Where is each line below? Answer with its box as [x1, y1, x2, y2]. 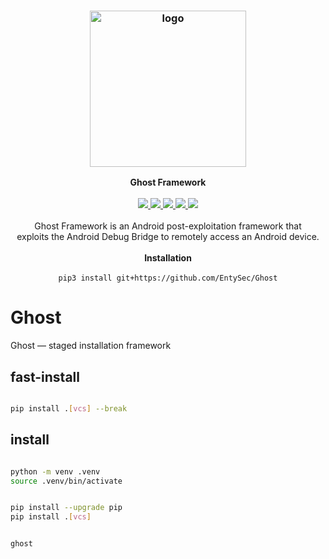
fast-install [10, 368, 80, 385]
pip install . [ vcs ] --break [10, 404, 128, 414]
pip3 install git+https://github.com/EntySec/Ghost [58, 273, 278, 284]
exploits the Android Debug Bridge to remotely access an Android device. [16, 231, 320, 243]
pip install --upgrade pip [10, 503, 123, 513]
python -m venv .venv [10, 466, 101, 477]
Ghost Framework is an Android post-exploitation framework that [34, 220, 302, 232]
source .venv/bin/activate [10, 476, 123, 486]
